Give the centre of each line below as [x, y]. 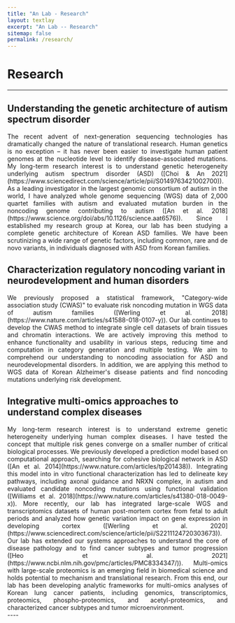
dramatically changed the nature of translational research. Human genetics [117, 143]
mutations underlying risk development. [64, 379]
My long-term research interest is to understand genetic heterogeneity [117, 166]
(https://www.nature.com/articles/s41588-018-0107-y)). [87, 320]
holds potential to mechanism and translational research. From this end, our [117, 578]
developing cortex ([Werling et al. [97, 526]
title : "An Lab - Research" [48, 14]
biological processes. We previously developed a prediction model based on [117, 451]
